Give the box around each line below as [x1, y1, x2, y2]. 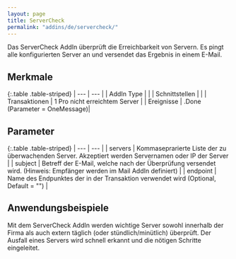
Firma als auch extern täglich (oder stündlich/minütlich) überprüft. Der [7, 228, 212, 237]
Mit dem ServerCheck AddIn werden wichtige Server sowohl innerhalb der [7, 221, 224, 229]
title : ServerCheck [7, 17, 65, 24]
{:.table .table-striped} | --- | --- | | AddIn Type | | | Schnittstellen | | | [7, 90, 207, 98]
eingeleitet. [7, 243, 40, 252]
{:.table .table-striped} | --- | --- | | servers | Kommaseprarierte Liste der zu [7, 144, 227, 152]
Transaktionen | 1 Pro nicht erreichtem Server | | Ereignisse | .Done [7, 97, 201, 106]
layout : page [7, 10, 46, 18]
